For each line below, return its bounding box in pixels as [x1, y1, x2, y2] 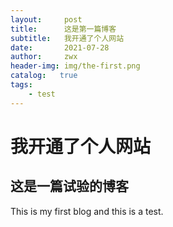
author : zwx [10, 52, 78, 62]
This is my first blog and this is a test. [10, 205, 164, 217]
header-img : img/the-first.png [10, 61, 141, 71]
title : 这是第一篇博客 [10, 24, 117, 34]
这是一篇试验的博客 [10, 178, 129, 195]
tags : [10, 80, 33, 90]
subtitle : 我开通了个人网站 [10, 33, 125, 43]
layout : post [10, 14, 83, 25]
